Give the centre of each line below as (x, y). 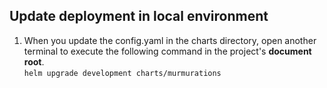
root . (34, 61)
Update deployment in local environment (139, 16)
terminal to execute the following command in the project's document (167, 51)
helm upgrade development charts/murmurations (122, 73)
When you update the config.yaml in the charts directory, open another (170, 40)
